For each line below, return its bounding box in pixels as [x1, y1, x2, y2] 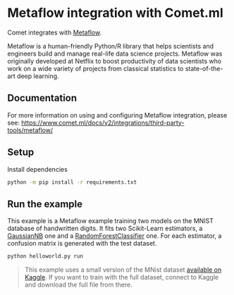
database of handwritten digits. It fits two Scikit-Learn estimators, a [7, 224, 203, 233]
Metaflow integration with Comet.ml [7, 5, 223, 21]
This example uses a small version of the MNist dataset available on [24, 265, 222, 274]
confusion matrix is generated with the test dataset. [7, 239, 157, 248]
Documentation [7, 92, 78, 104]
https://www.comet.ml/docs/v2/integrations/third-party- [20, 118, 185, 127]
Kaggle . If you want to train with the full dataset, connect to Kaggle [24, 273, 219, 282]
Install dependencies [7, 165, 68, 173]
